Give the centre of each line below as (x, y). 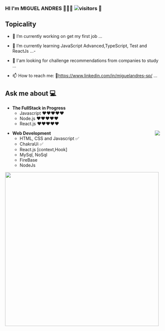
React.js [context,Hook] (43, 149)
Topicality (21, 24)
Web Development (31, 133)
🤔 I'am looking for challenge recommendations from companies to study (85, 60)
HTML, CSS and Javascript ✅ (49, 138)
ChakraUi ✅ (31, 144)
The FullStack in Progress (39, 108)
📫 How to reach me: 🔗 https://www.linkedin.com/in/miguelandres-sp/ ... (85, 75)
